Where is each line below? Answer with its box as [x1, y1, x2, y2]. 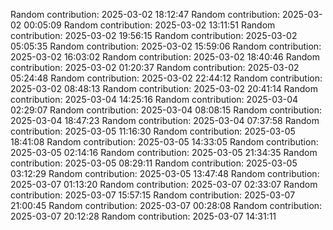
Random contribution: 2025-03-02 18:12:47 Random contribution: [10, 9, 280, 20]
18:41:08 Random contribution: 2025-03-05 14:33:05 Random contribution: [10, 136, 319, 148]
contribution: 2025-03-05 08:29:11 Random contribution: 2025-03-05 [10, 157, 298, 169]
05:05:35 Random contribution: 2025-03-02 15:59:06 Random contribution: [10, 40, 322, 52]
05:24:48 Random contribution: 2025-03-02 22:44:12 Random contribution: [10, 72, 323, 84]
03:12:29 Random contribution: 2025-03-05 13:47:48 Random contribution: [10, 168, 320, 179]
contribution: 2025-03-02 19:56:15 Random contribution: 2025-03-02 [10, 30, 298, 41]
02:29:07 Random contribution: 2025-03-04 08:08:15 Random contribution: [10, 104, 322, 116]
